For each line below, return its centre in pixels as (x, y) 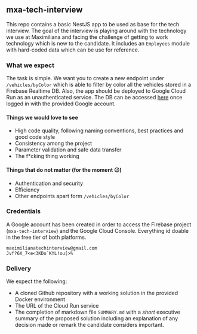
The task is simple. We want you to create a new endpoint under (85, 78)
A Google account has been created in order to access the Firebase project (99, 224)
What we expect (30, 65)
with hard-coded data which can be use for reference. (73, 50)
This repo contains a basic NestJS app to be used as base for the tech (93, 24)
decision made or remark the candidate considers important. (89, 325)
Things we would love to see (42, 117)
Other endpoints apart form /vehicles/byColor (72, 196)
